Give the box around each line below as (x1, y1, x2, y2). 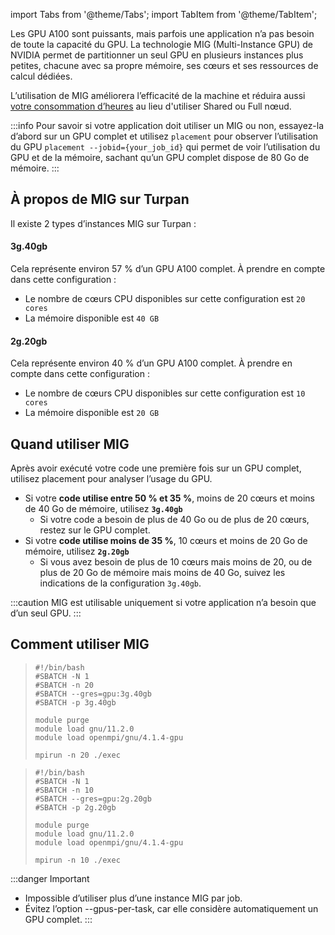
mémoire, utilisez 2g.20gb (24, 545, 130, 558)
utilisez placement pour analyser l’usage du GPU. (10, 473, 213, 485)
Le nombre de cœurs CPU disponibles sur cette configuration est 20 (24, 293, 306, 305)
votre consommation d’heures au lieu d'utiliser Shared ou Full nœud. (10, 100, 292, 112)
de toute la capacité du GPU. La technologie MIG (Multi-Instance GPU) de (10, 39, 313, 50)
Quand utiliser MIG (10, 435, 130, 453)
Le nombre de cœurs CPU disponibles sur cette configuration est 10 (24, 387, 306, 399)
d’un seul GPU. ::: (10, 607, 82, 619)
